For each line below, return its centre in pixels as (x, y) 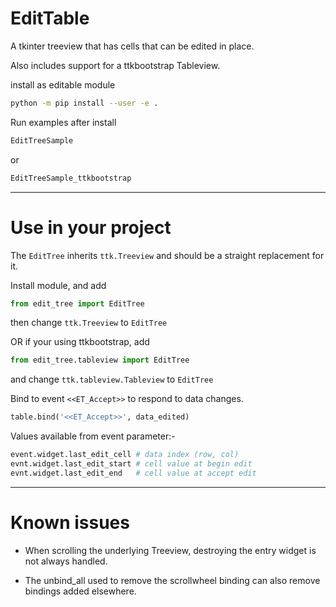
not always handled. (66, 561)
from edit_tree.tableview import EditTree (100, 360)
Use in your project (91, 227)
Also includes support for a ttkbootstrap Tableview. (115, 65)
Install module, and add (58, 285)
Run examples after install (63, 122)
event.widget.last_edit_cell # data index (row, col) (125, 455)
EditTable (50, 18)
